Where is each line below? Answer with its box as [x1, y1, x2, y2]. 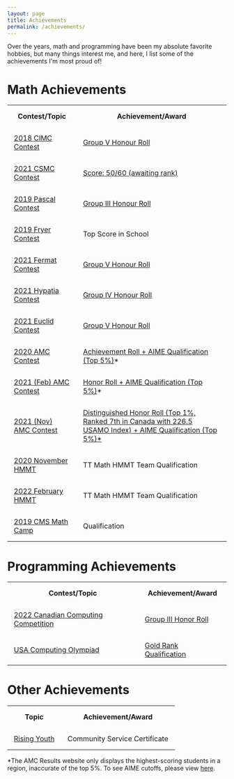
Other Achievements [7, 682, 130, 698]
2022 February [13, 486, 64, 496]
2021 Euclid [13, 317, 54, 326]
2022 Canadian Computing [13, 610, 103, 620]
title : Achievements [7, 17, 68, 24]
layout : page [7, 10, 45, 17]
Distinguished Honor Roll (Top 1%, [82, 408, 196, 418]
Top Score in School [82, 229, 149, 239]
